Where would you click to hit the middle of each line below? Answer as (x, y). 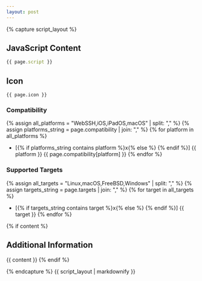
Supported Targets (34, 170)
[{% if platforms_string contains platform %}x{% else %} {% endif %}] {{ (106, 148)
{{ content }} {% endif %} (38, 260)
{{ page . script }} (29, 62)
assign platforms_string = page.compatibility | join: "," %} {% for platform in (100, 130)
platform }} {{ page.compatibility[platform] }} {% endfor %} (89, 154)
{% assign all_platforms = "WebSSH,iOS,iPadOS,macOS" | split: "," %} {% (98, 123)
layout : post (23, 12)
